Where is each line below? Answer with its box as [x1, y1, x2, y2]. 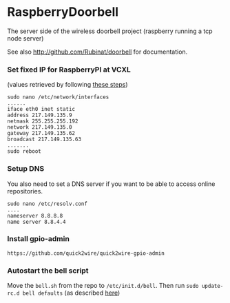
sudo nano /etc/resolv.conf [7, 200, 88, 207]
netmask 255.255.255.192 [7, 118, 79, 125]
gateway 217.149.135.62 [7, 130, 76, 137]
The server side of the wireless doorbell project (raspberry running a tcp [7, 27, 213, 35]
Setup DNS [7, 164, 45, 174]
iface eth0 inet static [7, 106, 76, 113]
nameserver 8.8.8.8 [7, 212, 63, 219]
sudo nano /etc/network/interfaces [7, 94, 109, 101]
